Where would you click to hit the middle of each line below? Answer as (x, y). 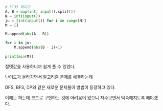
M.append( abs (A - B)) (27, 34)
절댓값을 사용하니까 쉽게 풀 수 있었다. (40, 67)
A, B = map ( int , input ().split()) (40, 11)
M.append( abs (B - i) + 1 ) (38, 47)
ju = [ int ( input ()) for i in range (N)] (46, 21)
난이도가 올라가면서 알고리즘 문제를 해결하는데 (49, 77)
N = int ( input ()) (23, 16)
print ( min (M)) (20, 56)
